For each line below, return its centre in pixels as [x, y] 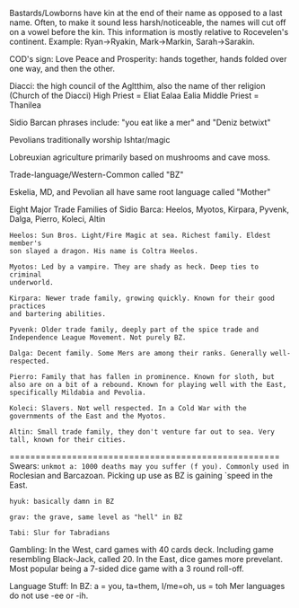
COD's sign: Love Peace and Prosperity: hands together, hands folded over [148, 59]
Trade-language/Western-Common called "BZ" [97, 175]
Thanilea [26, 105]
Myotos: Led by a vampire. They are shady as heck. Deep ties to [134, 267]
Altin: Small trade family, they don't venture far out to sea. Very [142, 432]
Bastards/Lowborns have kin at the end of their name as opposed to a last [146, 13]
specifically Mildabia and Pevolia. [78, 392]
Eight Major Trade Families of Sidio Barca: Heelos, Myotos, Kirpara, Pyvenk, [149, 209]
